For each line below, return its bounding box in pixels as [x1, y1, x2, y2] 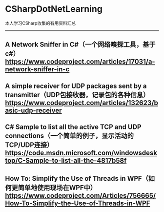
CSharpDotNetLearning [5, 3, 102, 15]
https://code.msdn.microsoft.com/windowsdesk [5, 149, 158, 157]
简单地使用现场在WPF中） [18, 183, 97, 191]
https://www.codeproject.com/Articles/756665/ [5, 191, 156, 200]
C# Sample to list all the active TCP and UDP [5, 123, 142, 131]
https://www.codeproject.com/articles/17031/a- [5, 58, 155, 66]
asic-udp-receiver [5, 106, 62, 114]
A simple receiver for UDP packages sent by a [5, 82, 147, 90]
